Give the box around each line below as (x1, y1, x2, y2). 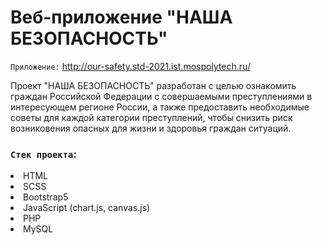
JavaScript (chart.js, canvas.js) (23, 202, 151, 214)
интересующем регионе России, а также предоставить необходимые (10, 101, 310, 113)
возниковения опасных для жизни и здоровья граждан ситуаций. (10, 122, 292, 134)
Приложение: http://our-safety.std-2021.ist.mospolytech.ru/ (10, 60, 251, 72)
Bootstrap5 (23, 191, 69, 203)
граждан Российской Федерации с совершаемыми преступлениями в (10, 90, 313, 102)
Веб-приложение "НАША (10, 6, 233, 29)
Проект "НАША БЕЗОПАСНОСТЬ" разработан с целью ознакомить (10, 79, 297, 91)
